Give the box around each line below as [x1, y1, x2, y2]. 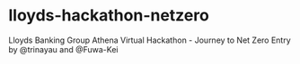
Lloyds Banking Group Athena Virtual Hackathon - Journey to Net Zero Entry [8, 35, 291, 45]
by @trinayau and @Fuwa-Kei [8, 44, 119, 54]
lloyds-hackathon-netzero [8, 5, 210, 26]
